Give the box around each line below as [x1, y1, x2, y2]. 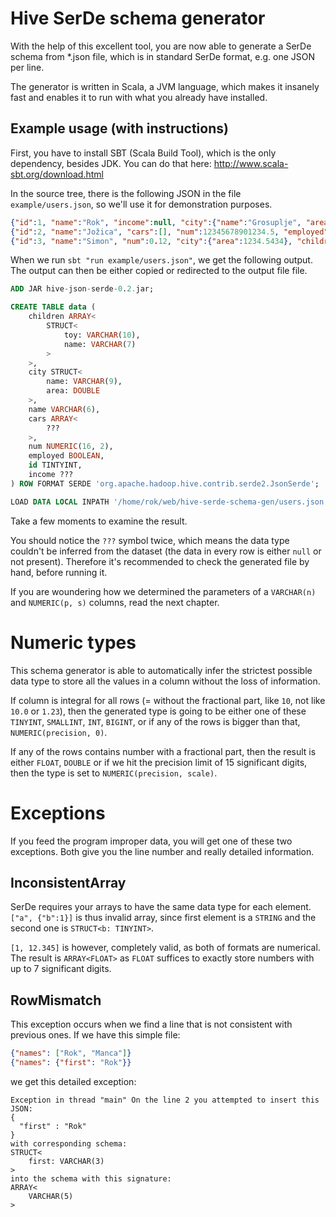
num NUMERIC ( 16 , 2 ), [28, 442, 114, 452]
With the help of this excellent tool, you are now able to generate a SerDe [10, 40, 312, 52]
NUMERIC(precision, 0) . [10, 726, 108, 738]
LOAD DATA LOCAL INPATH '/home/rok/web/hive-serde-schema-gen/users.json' [10, 497, 329, 507]
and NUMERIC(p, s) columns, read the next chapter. [10, 596, 220, 608]
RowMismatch [10, 992, 102, 1009]
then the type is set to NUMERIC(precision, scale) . [10, 767, 218, 779]
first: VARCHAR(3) [28, 1156, 105, 1166]
